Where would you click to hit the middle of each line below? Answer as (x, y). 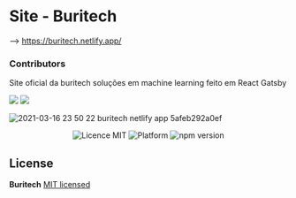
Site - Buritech (63, 16)
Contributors (38, 64)
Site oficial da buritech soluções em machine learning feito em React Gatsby (148, 83)
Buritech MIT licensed (50, 185)
